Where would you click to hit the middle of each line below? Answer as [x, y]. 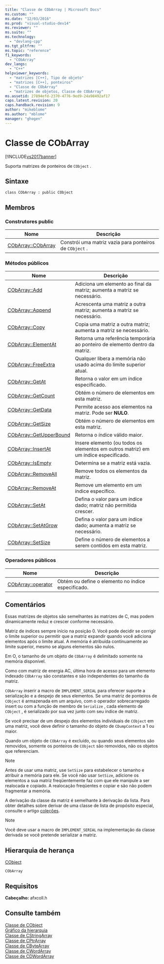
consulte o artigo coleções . [32, 811]
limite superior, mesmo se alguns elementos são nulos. [60, 647]
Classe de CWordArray [28, 951]
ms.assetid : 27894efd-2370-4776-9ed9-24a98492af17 [58, 96]
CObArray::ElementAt [32, 344]
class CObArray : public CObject [39, 193]
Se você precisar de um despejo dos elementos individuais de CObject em [79, 721]
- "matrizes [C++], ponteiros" [41, 82]
